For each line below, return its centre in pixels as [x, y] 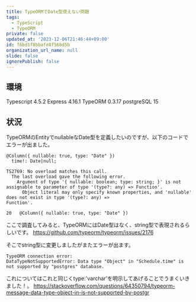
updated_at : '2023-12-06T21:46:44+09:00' [58, 39]
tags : [13, 17]
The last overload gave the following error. [69, 177]
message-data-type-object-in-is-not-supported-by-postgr [78, 292]
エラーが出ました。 [30, 145]
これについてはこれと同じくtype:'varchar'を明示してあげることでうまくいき [98, 279]
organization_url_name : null [42, 51]
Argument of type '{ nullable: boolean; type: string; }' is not [99, 182]
